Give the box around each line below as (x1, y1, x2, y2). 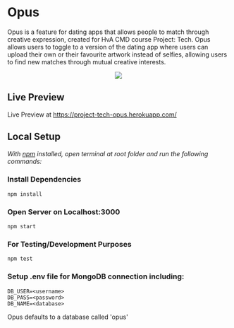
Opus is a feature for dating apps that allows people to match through (7, 28, 209, 36)
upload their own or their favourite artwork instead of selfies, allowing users (7, 50, 228, 59)
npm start (7, 223, 37, 230)
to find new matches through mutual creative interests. (7, 57, 166, 66)
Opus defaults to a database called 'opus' (7, 312, 128, 321)
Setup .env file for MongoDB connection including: (7, 271, 185, 281)
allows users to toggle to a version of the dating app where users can (7, 42, 209, 51)
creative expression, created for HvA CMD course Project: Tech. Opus (7, 35, 211, 43)
